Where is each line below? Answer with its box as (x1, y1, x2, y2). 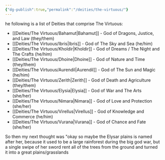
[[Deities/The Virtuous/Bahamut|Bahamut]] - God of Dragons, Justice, (12, 30, 154, 36)
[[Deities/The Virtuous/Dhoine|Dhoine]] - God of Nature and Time (12, 56, 145, 62)
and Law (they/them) (12, 35, 55, 41)
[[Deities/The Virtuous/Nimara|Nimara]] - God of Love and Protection (12, 98, 152, 104)
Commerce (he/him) (12, 113, 53, 119)
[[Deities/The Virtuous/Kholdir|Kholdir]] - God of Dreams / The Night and (12, 46, 160, 52)
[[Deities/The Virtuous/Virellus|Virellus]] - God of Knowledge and (12, 108, 144, 114)
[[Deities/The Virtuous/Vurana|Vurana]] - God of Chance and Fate (12, 119, 146, 125)
